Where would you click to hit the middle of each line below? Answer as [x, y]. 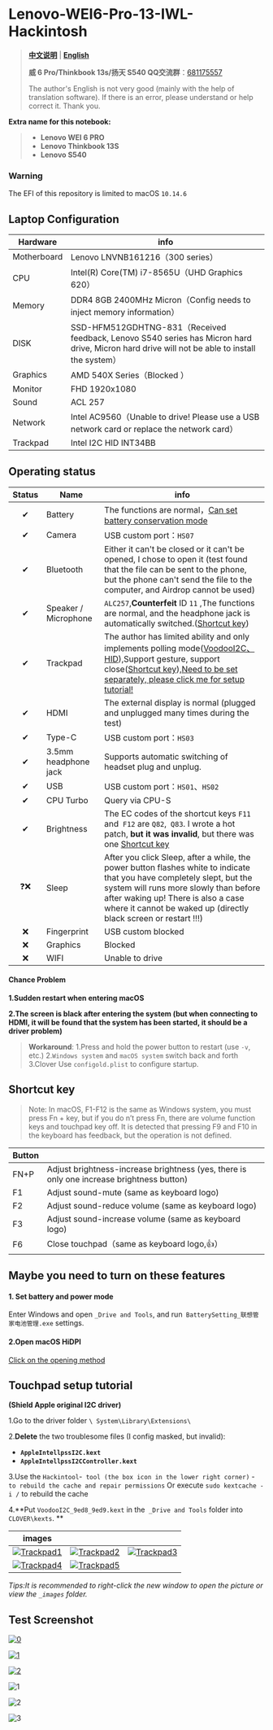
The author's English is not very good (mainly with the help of [131, 88]
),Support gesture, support [169, 658]
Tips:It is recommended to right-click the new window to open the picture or [136, 1586]
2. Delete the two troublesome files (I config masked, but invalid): [117, 1436]
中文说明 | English [58, 55]
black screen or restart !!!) [154, 918]
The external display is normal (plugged [180, 702]
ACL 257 [88, 402]
